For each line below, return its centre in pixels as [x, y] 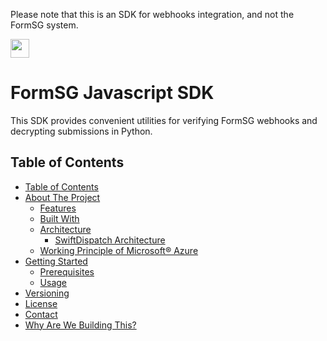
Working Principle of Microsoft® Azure [119, 250]
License [41, 303]
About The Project [62, 197]
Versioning [47, 293]
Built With [59, 218]
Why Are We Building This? [80, 325]
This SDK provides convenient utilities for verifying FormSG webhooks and [164, 120]
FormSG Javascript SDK [112, 93]
